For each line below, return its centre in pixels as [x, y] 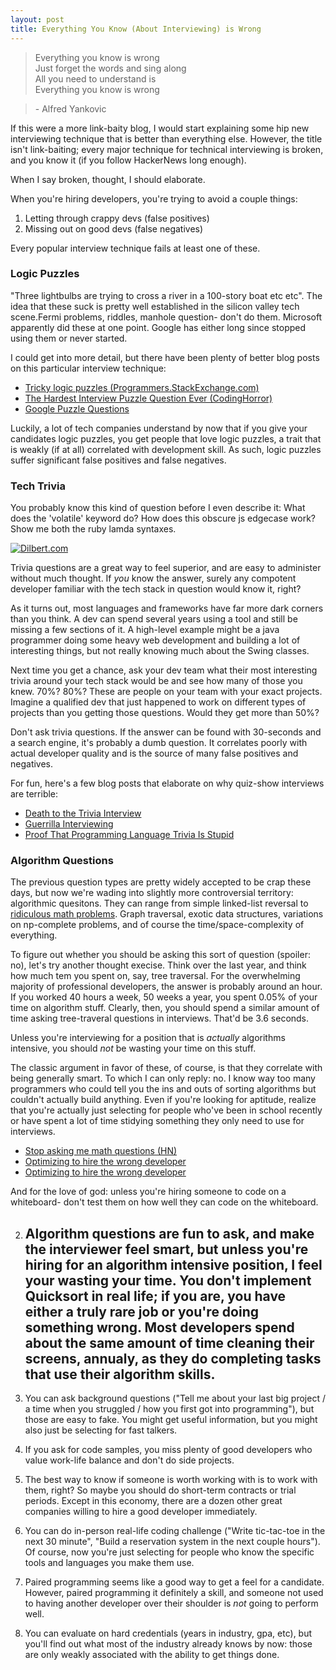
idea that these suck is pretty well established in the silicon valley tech [155, 306]
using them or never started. [69, 338]
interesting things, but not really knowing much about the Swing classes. [160, 651]
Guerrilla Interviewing [69, 824]
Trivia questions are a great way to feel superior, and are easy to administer [166, 568]
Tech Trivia [38, 486]
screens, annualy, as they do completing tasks [173, 1358]
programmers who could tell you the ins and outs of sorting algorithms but [163, 1089]
